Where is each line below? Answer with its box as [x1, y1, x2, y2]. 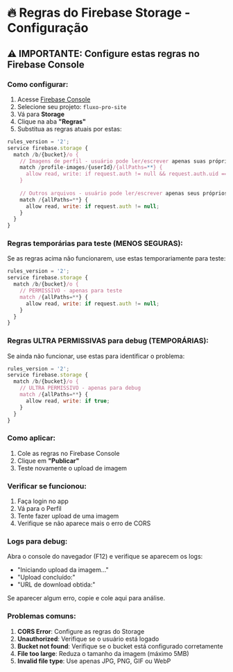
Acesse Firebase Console [17, 95, 91, 104]
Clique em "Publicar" [17, 457, 80, 465]
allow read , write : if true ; [25, 398, 110, 404]
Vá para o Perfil [17, 505, 62, 513]
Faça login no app [17, 497, 69, 505]
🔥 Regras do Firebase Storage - [7, 5, 191, 21]
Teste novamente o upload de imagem [17, 464, 127, 472]
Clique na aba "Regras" [17, 117, 87, 126]
